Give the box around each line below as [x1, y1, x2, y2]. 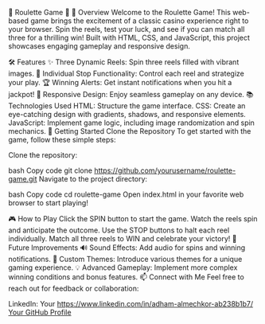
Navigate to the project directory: [38, 174, 148, 183]
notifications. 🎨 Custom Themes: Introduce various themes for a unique [8, 255, 243, 263]
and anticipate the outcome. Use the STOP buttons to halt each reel [8, 225, 230, 235]
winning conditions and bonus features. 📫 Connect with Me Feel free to [8, 272, 244, 282]
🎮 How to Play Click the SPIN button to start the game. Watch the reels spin [8, 214, 258, 223]
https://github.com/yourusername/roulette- [94, 166, 236, 175]
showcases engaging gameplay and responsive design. [8, 41, 191, 51]
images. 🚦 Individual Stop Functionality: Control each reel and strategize [8, 68, 244, 78]
